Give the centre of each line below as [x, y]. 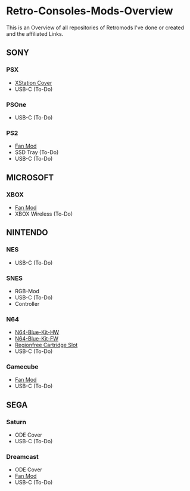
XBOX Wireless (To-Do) [44, 214]
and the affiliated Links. [35, 33]
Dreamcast [22, 457]
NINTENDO [27, 233]
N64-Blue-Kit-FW [36, 339]
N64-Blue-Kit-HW [37, 332]
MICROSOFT [30, 177]
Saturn [16, 422]
